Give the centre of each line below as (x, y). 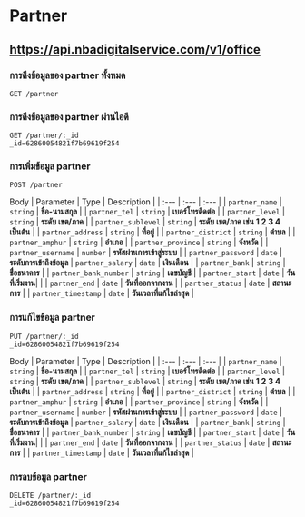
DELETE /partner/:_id (50, 496)
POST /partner (36, 185)
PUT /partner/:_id (44, 336)
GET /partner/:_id (44, 136)
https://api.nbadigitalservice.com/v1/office (135, 50)
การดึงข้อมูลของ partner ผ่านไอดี (69, 116)
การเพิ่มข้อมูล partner (50, 166)
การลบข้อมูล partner (49, 476)
